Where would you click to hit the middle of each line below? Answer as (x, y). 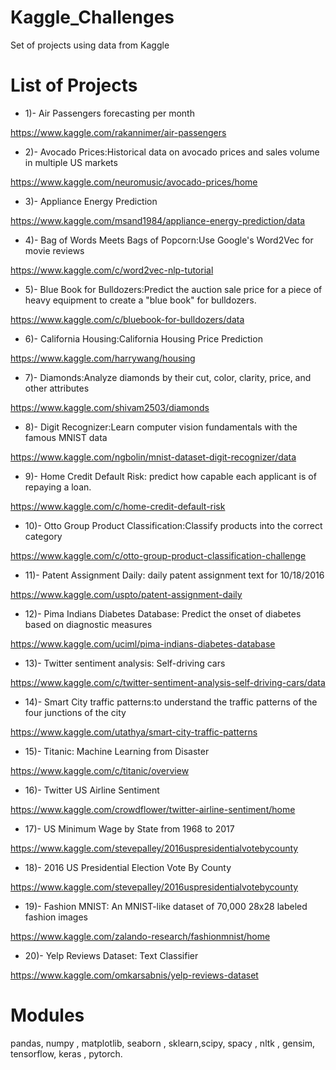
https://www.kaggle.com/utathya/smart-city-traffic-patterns (134, 732)
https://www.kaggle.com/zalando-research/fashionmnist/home (140, 936)
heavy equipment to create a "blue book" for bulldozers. (140, 300)
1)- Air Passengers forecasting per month (109, 113)
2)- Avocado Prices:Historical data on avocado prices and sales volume (172, 152)
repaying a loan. (58, 487)
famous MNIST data (66, 437)
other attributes (57, 388)
